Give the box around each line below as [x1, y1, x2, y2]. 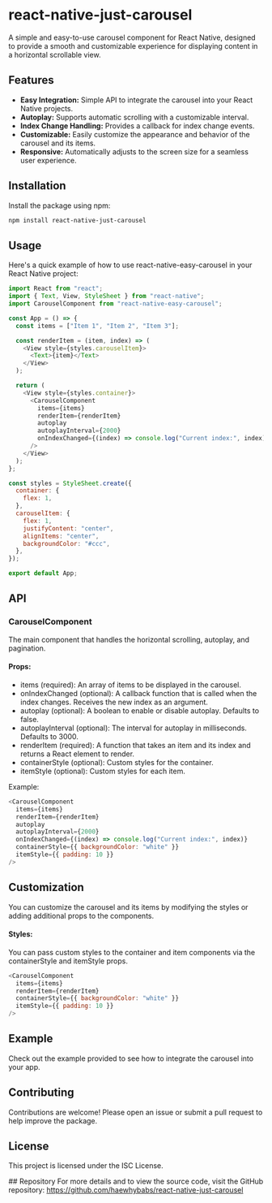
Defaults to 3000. [19, 731, 79, 741]
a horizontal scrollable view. [8, 50, 101, 59]
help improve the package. [8, 1115, 98, 1126]
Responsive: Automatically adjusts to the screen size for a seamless [19, 146, 249, 156]
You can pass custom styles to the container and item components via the [8, 947, 256, 957]
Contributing [8, 1086, 74, 1100]
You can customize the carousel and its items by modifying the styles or [8, 902, 249, 911]
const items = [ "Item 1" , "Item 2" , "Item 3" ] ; [15, 322, 180, 330]
